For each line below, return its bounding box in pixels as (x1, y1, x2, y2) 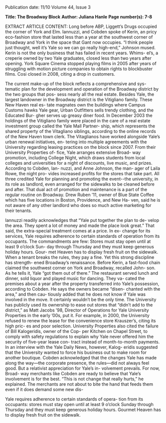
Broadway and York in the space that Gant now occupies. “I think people (5, 39, 153, 45)
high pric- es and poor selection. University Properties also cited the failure (5, 323, 159, 329)
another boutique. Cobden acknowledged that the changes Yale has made (5, 355, 157, 360)
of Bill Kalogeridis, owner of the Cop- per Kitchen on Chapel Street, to (5, 328, 148, 334)
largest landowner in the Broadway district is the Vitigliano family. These (5, 97, 153, 103)
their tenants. (5, 208, 32, 213)
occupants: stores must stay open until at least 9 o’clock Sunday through (5, 402, 154, 407)
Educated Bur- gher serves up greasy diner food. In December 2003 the (5, 112, 153, 118)
